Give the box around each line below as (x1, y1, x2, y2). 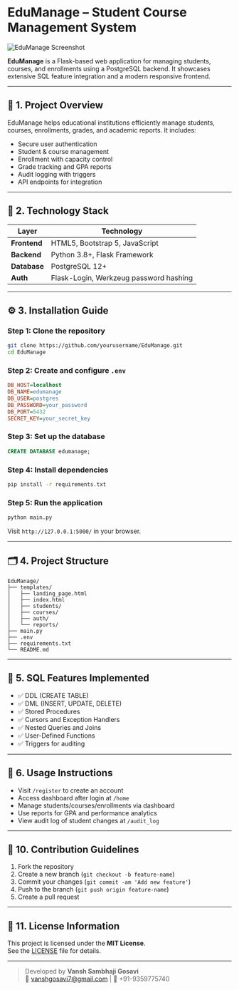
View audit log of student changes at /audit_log (17, 816, 159, 825)
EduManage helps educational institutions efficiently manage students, (7, 118, 216, 127)
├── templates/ (7, 584, 53, 591)
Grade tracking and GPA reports (17, 162, 112, 171)
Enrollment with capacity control (17, 155, 113, 163)
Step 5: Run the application (7, 497, 103, 507)
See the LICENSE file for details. (7, 947, 102, 955)
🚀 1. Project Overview (7, 99, 104, 111)
